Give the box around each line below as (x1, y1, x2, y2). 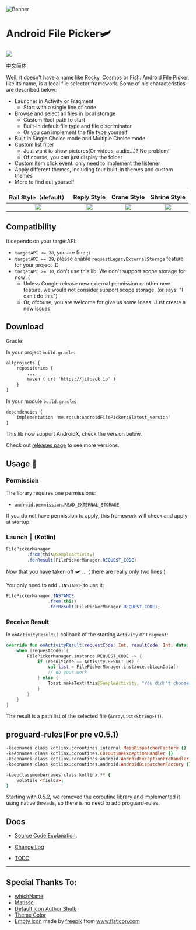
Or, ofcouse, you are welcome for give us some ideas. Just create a (23, 298, 185, 305)
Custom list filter (14, 141, 54, 148)
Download (6, 322, 44, 332)
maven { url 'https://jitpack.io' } (27, 376, 116, 383)
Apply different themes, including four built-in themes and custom (14, 166, 173, 173)
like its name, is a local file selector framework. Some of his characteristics (6, 80, 185, 87)
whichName (14, 893, 44, 900)
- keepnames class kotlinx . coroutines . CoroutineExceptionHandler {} (6, 750, 174, 757)
